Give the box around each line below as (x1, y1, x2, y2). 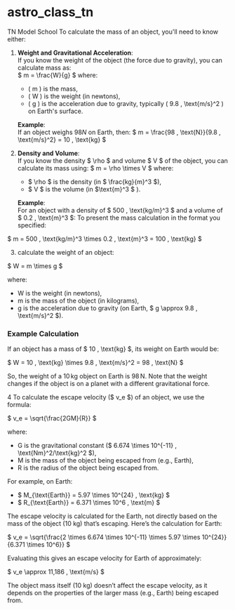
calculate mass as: (17, 63, 72, 72)
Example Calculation (7, 329, 79, 338)
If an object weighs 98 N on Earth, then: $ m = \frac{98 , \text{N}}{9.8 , (17, 128, 221, 136)
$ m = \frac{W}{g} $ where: (17, 71, 98, 79)
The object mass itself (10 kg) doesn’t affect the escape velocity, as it (7, 581, 208, 590)
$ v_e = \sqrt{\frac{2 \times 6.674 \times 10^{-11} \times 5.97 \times (7, 533, 201, 541)
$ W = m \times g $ (7, 261, 63, 270)
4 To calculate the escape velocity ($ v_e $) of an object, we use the (7, 393, 205, 402)
